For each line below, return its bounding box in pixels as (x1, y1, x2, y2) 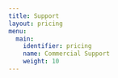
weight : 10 (23, 58, 60, 66)
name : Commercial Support (23, 50, 111, 58)
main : (15, 34, 35, 43)
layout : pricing (8, 19, 63, 28)
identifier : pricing (23, 42, 92, 50)
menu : (8, 27, 27, 35)
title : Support (8, 11, 60, 20)
